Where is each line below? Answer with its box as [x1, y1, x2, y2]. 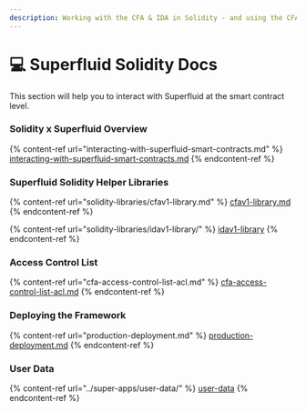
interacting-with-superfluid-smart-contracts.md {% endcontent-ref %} [9, 153, 275, 164]
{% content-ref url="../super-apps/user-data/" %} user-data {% [9, 383, 249, 394]
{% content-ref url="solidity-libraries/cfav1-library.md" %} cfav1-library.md [9, 196, 291, 207]
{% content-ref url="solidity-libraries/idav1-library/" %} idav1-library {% [9, 224, 279, 235]
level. [9, 100, 30, 111]
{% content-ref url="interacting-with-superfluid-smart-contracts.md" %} [9, 143, 284, 155]
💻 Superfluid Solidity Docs [9, 54, 219, 75]
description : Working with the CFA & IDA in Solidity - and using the [9, 13, 283, 23]
